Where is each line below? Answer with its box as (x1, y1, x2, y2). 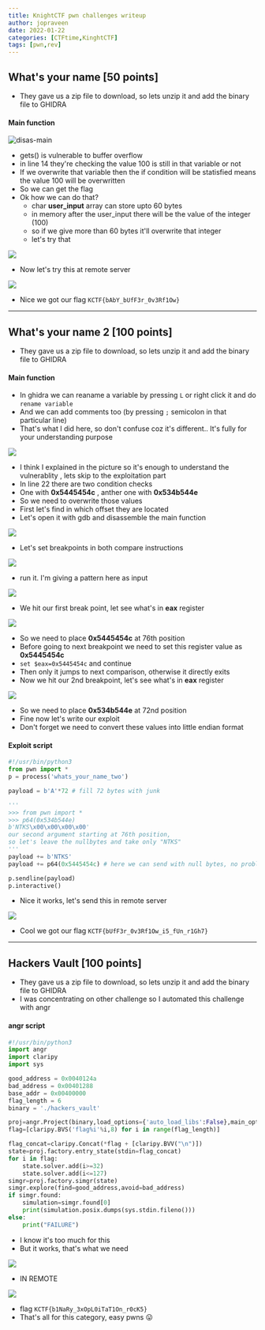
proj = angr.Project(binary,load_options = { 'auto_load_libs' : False (8, 1118, 224, 1127)
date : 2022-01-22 (8, 26, 65, 34)
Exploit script (8, 740, 53, 750)
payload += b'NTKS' (8, 852, 73, 860)
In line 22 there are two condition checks (19, 479, 153, 489)
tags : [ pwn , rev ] (8, 41, 62, 49)
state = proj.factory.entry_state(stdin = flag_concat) (8, 1147, 181, 1155)
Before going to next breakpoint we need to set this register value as (19, 642, 243, 652)
